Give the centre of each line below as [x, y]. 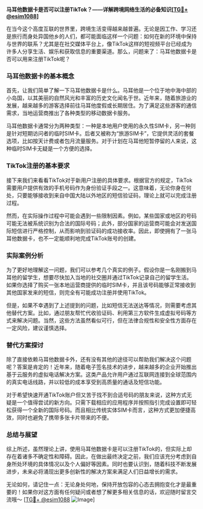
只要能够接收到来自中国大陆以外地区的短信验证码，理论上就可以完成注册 [107, 195]
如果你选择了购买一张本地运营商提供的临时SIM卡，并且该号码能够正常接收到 [101, 285]
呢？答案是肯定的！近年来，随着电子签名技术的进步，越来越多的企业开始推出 [101, 367]
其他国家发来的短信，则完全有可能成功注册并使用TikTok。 [78, 292]
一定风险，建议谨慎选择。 [38, 328]
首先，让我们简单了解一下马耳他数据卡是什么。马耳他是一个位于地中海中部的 [101, 91]
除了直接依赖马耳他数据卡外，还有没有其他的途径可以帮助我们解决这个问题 [99, 360]
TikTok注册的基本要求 [38, 166]
